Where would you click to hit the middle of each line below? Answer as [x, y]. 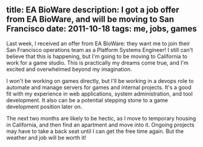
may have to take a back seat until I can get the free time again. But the [95, 131]
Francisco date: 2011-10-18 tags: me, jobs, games [101, 29]
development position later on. [44, 106]
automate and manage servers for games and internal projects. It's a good [99, 87]
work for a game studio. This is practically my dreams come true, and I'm [98, 62]
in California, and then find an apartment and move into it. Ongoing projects [101, 125]
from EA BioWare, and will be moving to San [90, 20]
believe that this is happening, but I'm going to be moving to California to [97, 56]
